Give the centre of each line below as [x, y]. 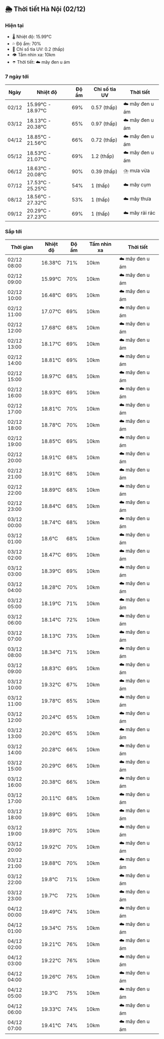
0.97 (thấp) [104, 124]
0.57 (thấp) [104, 108]
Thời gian [22, 247]
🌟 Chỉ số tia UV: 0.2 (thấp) [38, 49]
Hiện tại [14, 25]
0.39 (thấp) [104, 171]
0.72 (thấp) [104, 140]
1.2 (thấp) [103, 156]
